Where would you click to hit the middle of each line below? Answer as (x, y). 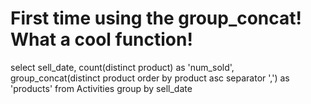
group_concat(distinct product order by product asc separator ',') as (150, 78)
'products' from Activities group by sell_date (101, 88)
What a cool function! (101, 39)
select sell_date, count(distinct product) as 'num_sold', (122, 67)
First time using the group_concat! (156, 18)
